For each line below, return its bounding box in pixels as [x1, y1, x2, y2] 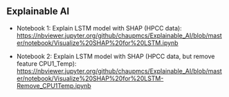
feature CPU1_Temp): [16, 59, 77, 68]
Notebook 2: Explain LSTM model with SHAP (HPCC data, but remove [16, 52, 215, 60]
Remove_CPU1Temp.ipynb [16, 81, 91, 89]
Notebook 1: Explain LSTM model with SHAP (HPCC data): [16, 24, 183, 32]
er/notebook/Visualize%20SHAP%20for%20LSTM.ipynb [16, 38, 178, 47]
